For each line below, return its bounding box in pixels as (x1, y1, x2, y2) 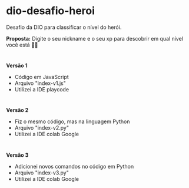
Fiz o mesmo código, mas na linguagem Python (14, 118, 130, 125)
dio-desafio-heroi (6, 4, 95, 18)
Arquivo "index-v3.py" (14, 169, 69, 176)
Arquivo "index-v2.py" (14, 124, 69, 131)
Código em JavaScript (14, 74, 69, 81)
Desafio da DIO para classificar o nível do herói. (6, 24, 122, 31)
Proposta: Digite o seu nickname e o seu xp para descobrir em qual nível (6, 35, 184, 42)
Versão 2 (6, 107, 29, 114)
